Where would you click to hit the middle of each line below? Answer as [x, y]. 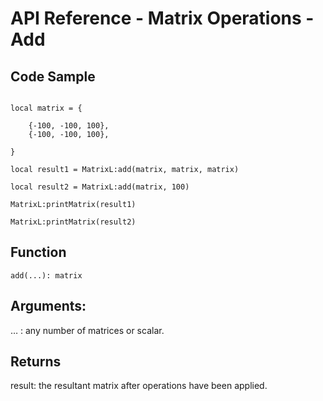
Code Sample [53, 76]
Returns [36, 362]
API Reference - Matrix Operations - [162, 18]
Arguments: [48, 306]
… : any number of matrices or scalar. [87, 330]
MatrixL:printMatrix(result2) [73, 222]
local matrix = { [46, 108]
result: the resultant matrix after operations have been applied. [139, 386]
